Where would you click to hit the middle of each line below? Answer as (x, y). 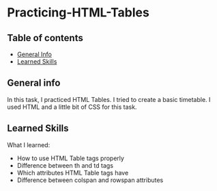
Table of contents (45, 38)
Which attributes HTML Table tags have (73, 173)
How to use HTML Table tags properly (71, 158)
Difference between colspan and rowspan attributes (90, 180)
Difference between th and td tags (65, 165)
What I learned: (29, 144)
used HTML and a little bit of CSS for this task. (72, 107)
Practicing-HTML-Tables (78, 13)
